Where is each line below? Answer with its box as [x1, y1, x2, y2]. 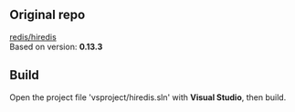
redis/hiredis [9, 31, 57, 42]
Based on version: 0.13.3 [9, 41, 103, 52]
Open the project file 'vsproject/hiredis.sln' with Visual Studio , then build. [9, 91, 287, 103]
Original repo [9, 7, 86, 23]
